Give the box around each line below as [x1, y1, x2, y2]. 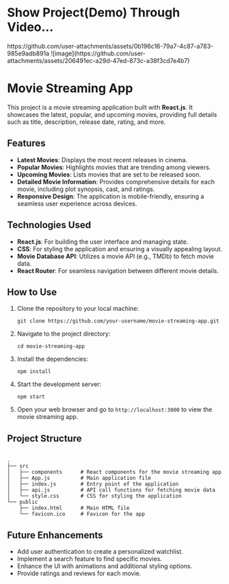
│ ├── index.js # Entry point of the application [7, 481, 179, 487]
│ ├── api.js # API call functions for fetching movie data [7, 487, 215, 494]
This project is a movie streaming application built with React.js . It [7, 103, 193, 111]
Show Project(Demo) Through [7, 5, 180, 21]
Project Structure [7, 433, 82, 444]
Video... [7, 19, 54, 35]
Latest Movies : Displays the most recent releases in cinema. [16, 155, 188, 164]
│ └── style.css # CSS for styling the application [7, 493, 183, 500]
